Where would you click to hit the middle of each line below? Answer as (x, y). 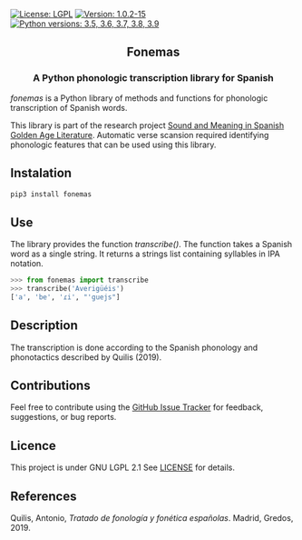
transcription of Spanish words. (69, 107)
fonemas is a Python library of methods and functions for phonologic (139, 98)
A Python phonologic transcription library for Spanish (153, 78)
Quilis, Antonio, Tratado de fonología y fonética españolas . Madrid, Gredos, (152, 518)
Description (44, 326)
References (44, 496)
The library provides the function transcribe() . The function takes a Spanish (151, 245)
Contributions (50, 386)
